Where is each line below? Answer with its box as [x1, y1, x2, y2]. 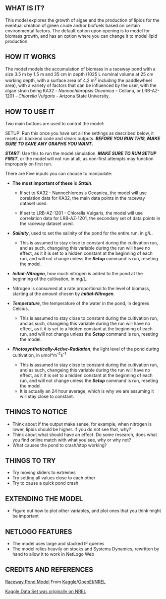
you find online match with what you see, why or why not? [12, 437, 131, 443]
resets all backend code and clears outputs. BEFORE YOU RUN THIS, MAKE [5, 136, 161, 142]
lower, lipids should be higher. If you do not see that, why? [12, 426, 131, 432]
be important [12, 513, 39, 519]
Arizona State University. [59, 93, 110, 99]
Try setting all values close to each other [12, 475, 96, 481]
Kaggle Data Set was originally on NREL [5, 588, 87, 594]
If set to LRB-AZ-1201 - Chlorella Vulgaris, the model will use [19, 210, 143, 216]
